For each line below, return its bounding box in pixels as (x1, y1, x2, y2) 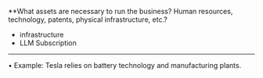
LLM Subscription (19, 38, 77, 48)
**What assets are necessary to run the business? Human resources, (8, 7, 233, 16)
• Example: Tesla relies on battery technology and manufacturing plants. (8, 61, 242, 69)
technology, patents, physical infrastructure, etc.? (8, 15, 168, 24)
